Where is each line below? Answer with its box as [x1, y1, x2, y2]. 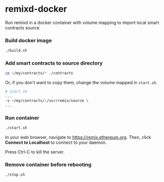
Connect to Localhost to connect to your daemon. [5, 139, 107, 145]
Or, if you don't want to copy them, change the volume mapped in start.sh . [5, 80, 158, 86]
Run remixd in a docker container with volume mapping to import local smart [5, 20, 159, 25]
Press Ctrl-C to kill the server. [5, 149, 65, 155]
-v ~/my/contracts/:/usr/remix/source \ [5, 98, 89, 103]
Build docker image [5, 37, 52, 44]
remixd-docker [5, 3, 67, 15]
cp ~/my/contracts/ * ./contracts [5, 71, 73, 76]
